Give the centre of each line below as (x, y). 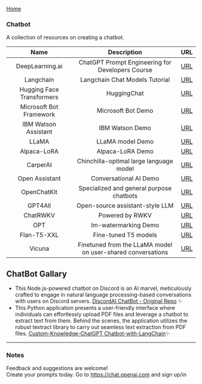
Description (125, 52)
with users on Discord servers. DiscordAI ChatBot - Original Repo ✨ (99, 301)
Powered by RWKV (125, 215)
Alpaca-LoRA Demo (125, 151)
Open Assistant (39, 178)
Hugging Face (39, 90)
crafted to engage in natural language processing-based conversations (103, 295)
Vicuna (39, 248)
